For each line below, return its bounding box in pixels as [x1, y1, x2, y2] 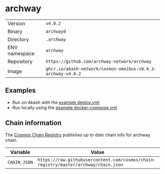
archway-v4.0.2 [46, 71, 81, 76]
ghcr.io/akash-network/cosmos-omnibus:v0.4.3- [46, 66, 157, 72]
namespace [7, 50, 35, 57]
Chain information [5, 119, 62, 127]
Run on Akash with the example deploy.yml [12, 99, 100, 105]
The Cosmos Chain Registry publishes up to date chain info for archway [5, 132, 151, 138]
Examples [5, 86, 36, 95]
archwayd [46, 28, 66, 34]
